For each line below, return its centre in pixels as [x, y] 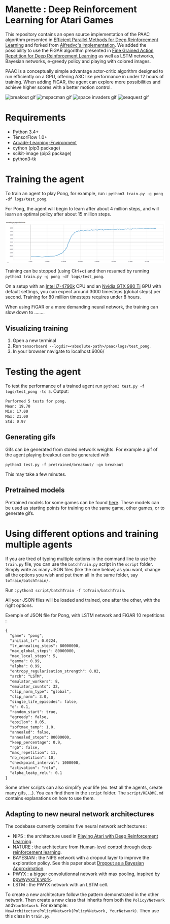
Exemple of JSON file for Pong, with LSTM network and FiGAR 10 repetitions [85, 615]
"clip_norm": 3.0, [29, 697]
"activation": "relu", [34, 768]
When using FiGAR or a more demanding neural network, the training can [82, 307]
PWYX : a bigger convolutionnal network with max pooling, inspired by [86, 874]
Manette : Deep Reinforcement [71, 9]
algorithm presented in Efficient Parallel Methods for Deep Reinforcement [82, 40]
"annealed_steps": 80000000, [41, 737]
